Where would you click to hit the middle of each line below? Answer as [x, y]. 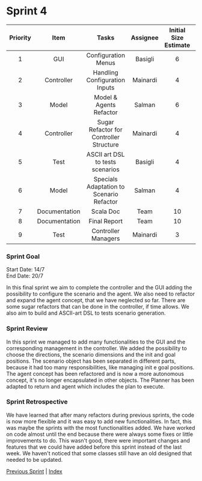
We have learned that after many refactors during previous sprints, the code [100, 415]
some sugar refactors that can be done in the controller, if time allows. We [98, 307]
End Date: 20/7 [25, 276]
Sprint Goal [23, 256]
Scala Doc [106, 211]
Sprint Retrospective [37, 402]
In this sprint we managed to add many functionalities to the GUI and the [96, 342]
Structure [106, 144]
